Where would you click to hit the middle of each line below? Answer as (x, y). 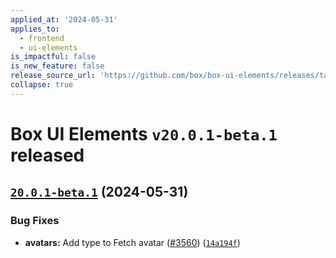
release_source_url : (53, 76)
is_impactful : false (53, 57)
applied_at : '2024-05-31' (64, 19)
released (47, 155)
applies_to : (35, 29)
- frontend (42, 38)
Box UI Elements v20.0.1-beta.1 (144, 133)
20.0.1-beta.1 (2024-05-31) (99, 192)
